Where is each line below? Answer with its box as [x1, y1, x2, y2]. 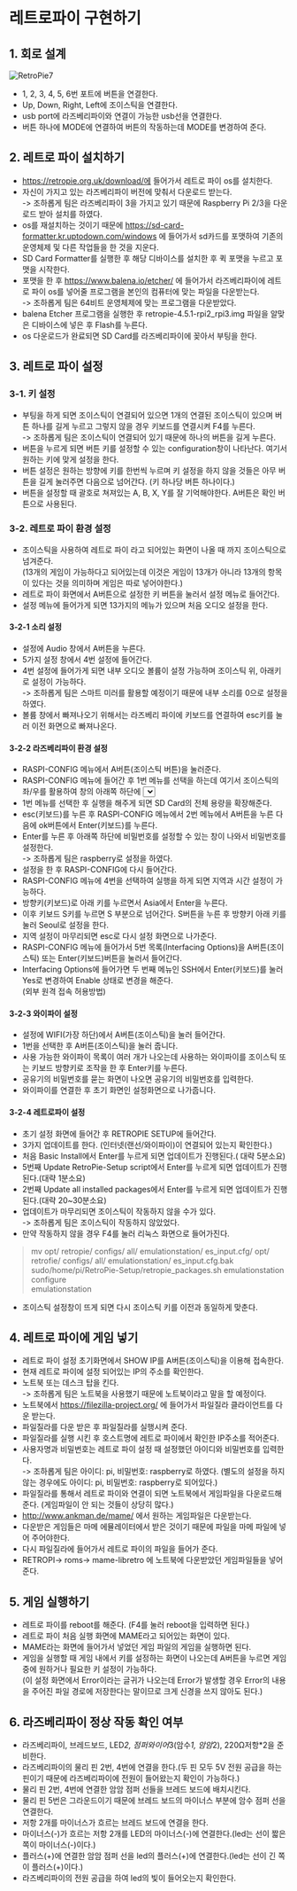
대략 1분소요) [41, 1172, 86, 1184]
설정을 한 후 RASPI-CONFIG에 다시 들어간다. [21, 864, 177, 875]
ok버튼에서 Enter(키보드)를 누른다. [38, 820, 157, 831]
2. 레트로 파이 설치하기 [9, 150, 126, 165]
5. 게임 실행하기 [9, 1594, 90, 1609]
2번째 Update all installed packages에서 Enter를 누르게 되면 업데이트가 [21, 1184, 271, 1194]
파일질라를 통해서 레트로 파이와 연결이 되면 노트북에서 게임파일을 [21, 1489, 245, 1499]
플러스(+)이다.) [31, 1862, 84, 1872]
